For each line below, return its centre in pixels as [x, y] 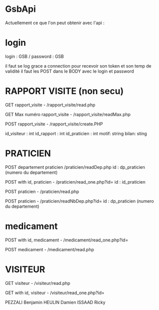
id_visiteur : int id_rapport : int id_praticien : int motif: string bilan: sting [76, 133]
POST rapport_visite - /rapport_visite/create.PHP [54, 124]
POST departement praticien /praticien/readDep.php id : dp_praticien [75, 167]
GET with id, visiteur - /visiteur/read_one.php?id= [55, 293]
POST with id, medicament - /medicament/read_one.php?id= [67, 240]
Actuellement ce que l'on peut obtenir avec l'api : [55, 23]
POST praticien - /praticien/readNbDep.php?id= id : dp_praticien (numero [79, 201]
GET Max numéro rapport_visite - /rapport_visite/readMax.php [68, 114]
